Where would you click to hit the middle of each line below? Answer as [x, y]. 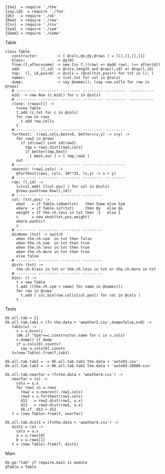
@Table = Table [21, 467]
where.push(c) [31, 221]
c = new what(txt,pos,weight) [53, 217]
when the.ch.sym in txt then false [54, 239]
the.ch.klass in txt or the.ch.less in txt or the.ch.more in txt [86, 269]
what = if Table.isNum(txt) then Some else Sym [71, 204]
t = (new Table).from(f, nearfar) [47, 414]
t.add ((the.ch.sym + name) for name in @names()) [69, 286]
